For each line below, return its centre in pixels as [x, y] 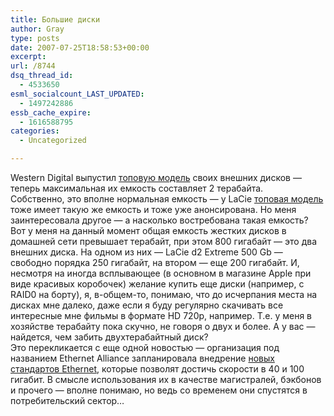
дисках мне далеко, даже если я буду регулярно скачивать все [147, 305]
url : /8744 [33, 66]
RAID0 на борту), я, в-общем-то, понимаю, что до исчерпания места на [164, 294]
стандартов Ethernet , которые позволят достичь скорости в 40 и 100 [157, 369]
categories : [35, 131]
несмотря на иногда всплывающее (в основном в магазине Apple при [161, 273]
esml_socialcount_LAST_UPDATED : [77, 94]
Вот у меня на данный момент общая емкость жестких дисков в [148, 230]
